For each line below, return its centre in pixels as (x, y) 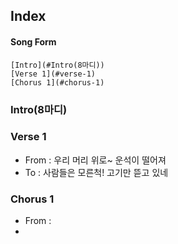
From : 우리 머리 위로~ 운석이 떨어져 (95, 160)
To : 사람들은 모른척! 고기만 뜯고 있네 (96, 172)
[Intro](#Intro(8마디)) (57, 65)
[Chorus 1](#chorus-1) (57, 82)
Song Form (33, 41)
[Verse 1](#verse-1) (53, 74)
